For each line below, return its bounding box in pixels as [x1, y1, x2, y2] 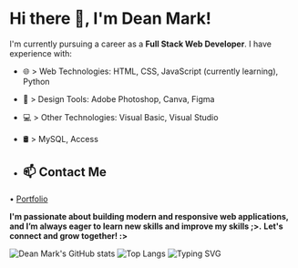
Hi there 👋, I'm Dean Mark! [9, 8, 212, 29]
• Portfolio [9, 193, 48, 204]
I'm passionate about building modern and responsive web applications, [9, 211, 289, 222]
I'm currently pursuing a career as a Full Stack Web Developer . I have [9, 38, 272, 49]
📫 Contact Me [22, 164, 107, 180]
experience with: [9, 47, 73, 58]
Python [22, 76, 50, 87]
